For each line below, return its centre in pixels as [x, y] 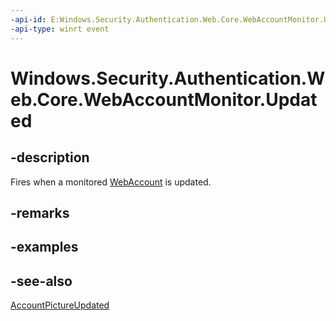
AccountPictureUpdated [60, 305]
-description [50, 157]
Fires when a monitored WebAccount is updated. [111, 182]
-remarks [40, 212]
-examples [44, 247]
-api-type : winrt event [60, 29]
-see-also [41, 281]
